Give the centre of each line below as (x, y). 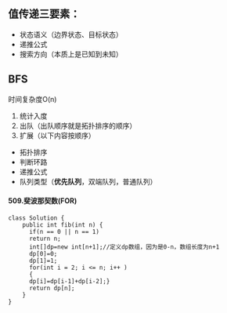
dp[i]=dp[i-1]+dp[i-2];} (69, 281)
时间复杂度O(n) (32, 99)
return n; (45, 238)
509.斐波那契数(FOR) (43, 201)
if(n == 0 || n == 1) (64, 231)
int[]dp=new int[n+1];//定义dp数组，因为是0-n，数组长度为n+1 (124, 247)
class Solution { (36, 218)
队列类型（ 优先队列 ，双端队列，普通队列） (88, 181)
